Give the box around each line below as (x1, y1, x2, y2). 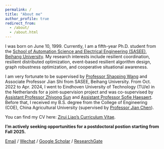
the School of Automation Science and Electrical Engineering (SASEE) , (5, 48, 147, 54)
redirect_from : (5, 21, 36, 26)
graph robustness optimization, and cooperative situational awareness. (5, 64, 148, 70)
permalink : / (5, 7, 32, 12)
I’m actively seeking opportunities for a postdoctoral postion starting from (5, 124, 159, 129)
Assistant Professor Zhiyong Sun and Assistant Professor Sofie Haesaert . (5, 94, 153, 100)
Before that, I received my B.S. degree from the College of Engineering (5, 100, 148, 105)
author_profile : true (5, 16, 49, 21)
